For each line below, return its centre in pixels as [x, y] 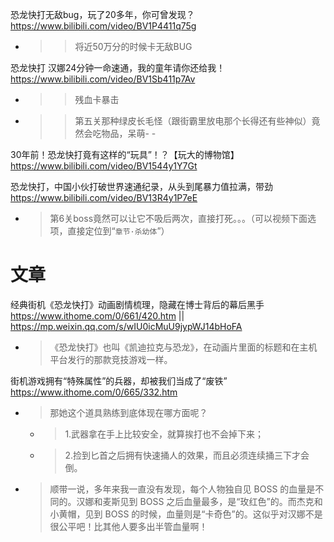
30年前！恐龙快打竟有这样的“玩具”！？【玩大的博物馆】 [125, 154]
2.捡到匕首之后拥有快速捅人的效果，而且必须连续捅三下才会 [187, 455]
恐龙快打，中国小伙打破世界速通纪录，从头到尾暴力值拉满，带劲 [141, 186]
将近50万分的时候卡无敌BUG [133, 46]
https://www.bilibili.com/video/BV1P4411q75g [103, 26]
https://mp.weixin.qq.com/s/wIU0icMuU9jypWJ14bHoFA [126, 326]
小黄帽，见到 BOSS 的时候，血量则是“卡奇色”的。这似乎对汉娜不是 [186, 514]
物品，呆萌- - [129, 133]
